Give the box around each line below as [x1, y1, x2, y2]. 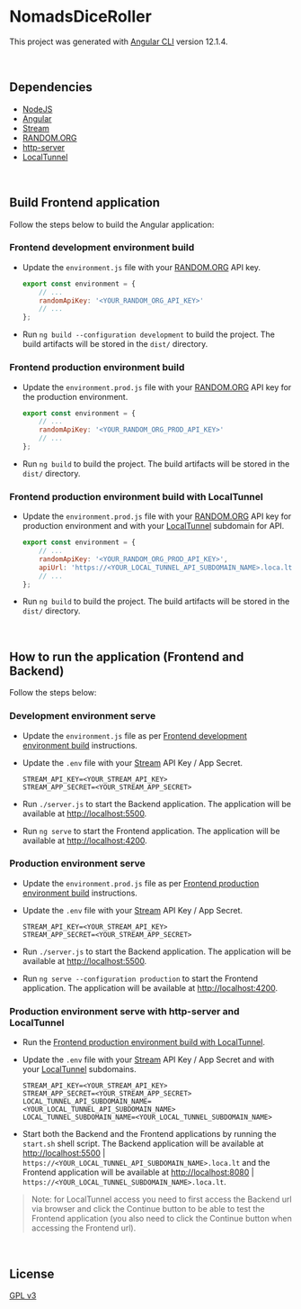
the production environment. [22, 391, 128, 402]
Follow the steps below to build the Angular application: [9, 219, 215, 230]
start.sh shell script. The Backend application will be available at [22, 1138, 264, 1150]
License [9, 1266, 55, 1281]
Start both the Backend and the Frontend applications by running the [22, 1129, 277, 1140]
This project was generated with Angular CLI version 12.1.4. [9, 36, 228, 47]
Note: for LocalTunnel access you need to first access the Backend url [31, 1194, 292, 1204]
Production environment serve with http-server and [9, 1004, 240, 1017]
